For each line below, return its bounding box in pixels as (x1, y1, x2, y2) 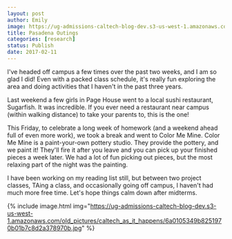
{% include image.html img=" (7, 202, 91, 210)
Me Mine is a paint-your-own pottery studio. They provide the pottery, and (7, 138, 219, 146)
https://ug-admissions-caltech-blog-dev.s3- (90, 202, 217, 210)
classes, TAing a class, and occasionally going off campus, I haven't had (7, 181, 213, 189)
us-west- (7, 209, 33, 218)
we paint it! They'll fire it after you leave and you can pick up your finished (7, 146, 217, 154)
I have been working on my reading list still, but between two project (7, 173, 202, 182)
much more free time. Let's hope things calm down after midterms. (7, 188, 197, 197)
